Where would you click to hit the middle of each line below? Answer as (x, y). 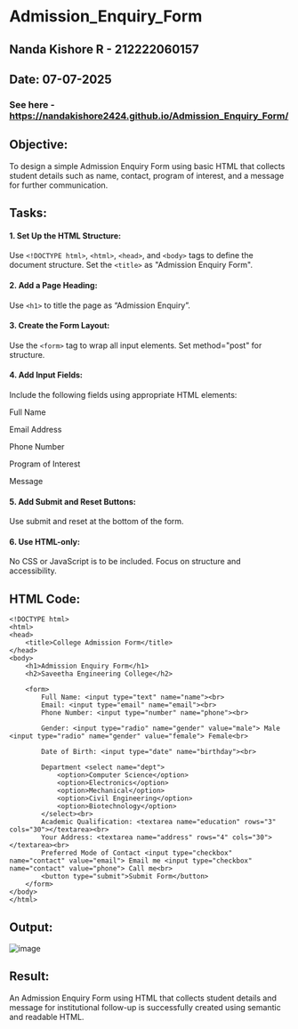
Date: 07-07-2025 (61, 79)
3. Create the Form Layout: (60, 326)
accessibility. (33, 571)
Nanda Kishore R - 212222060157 (104, 49)
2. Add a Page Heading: (53, 285)
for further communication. (59, 185)
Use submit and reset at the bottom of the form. (97, 522)
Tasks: (28, 213)
